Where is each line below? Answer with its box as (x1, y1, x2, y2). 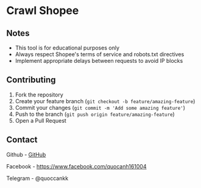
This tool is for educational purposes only (15, 44, 120, 51)
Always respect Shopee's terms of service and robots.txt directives (15, 51, 185, 58)
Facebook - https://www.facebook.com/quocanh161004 (6, 162, 147, 170)
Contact (6, 135, 38, 145)
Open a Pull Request (15, 117, 67, 124)
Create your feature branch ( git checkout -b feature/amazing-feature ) (15, 97, 196, 104)
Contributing (6, 74, 56, 85)
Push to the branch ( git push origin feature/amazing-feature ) (15, 110, 175, 118)
